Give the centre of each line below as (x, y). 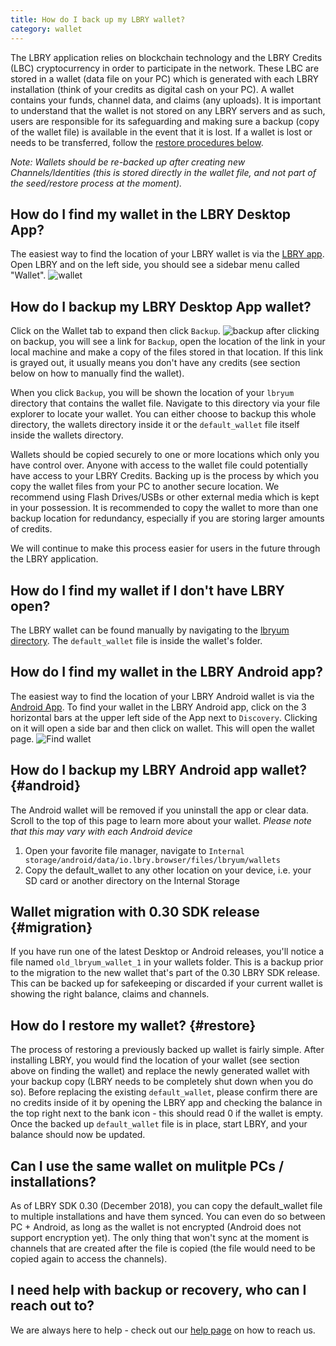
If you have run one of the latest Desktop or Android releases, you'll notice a (167, 952)
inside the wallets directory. (67, 435)
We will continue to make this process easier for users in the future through (165, 548)
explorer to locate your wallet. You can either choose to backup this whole (163, 414)
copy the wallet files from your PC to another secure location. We (145, 487)
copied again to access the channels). (89, 1259)
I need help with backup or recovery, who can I (158, 1290)
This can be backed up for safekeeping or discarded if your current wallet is (166, 983)
